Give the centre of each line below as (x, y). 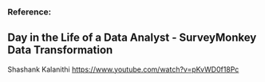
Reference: (30, 12)
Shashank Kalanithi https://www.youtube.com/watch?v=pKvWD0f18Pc (123, 69)
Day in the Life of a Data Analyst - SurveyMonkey (132, 38)
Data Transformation (60, 50)
